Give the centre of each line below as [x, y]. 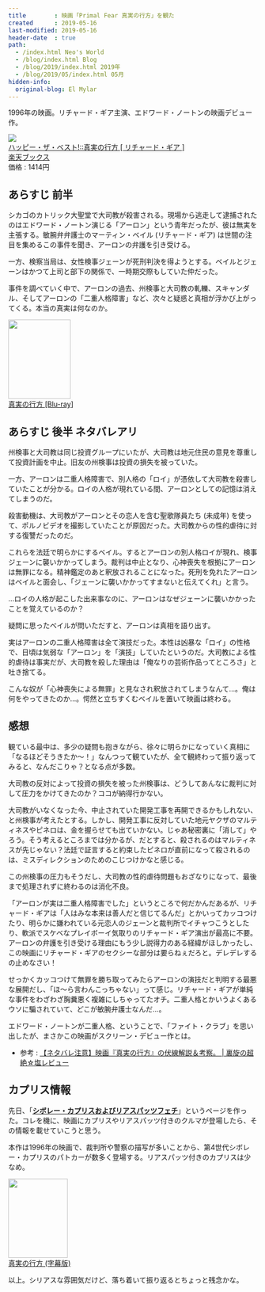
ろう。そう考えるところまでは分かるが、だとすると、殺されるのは [115, 840]
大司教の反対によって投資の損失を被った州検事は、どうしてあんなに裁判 [126, 783]
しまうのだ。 [36, 499]
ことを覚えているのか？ [46, 608]
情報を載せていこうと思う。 [60, 1130]
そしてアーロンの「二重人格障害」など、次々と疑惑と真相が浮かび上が [136, 299]
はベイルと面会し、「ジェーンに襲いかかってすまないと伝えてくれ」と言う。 [131, 582]
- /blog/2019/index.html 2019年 [68, 67]
